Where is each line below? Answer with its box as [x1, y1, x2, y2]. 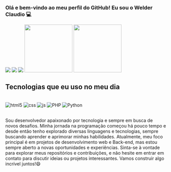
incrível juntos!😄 [5, 160, 41, 167]
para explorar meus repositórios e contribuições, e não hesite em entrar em [5, 150, 164, 156]
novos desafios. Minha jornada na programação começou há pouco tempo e [5, 122, 166, 129]
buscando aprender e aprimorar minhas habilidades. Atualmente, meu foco [5, 133, 163, 139]
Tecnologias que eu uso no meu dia [5, 82, 120, 91]
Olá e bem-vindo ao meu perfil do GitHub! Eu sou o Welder [5, 4, 153, 11]
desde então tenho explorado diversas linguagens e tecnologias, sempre [5, 128, 159, 134]
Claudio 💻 [5, 11, 32, 18]
